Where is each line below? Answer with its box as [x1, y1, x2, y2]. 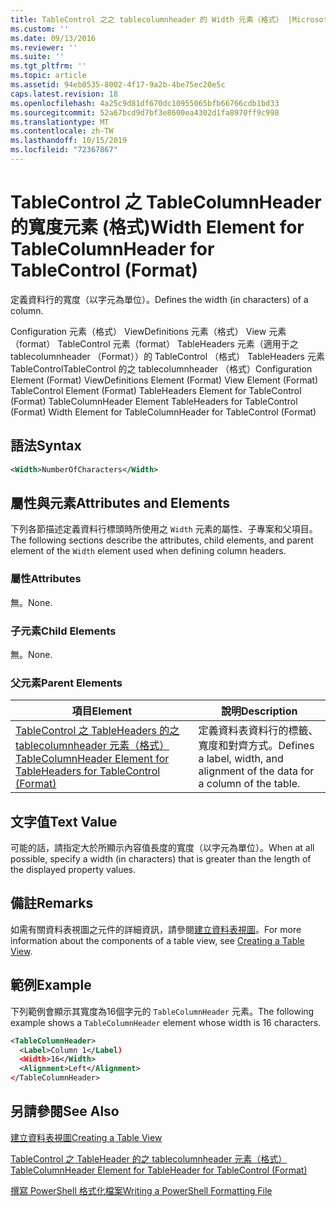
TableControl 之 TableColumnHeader [10, 191, 322, 214]
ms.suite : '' [10, 52, 65, 62]
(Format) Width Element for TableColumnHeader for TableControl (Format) [10, 406, 317, 418]
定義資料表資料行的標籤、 [198, 724, 319, 738]
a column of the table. [198, 777, 301, 791]
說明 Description [221, 704, 298, 718]
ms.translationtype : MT [10, 117, 110, 127]
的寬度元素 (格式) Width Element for [10, 216, 305, 239]
